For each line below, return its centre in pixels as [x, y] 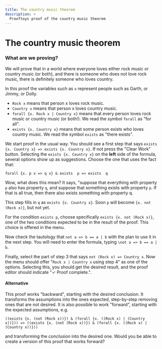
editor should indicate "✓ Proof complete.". [48, 272]
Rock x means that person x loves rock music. [58, 103]
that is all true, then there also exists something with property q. [69, 193]
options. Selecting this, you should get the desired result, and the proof [77, 267]
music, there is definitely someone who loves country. [59, 79]
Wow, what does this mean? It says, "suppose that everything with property [81, 182]
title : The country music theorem [40, 10]
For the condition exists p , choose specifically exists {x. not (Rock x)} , [80, 217]
